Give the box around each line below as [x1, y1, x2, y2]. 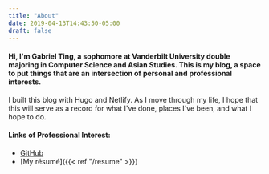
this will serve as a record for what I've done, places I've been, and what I [8, 103, 252, 113]
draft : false [8, 26, 52, 34]
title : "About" [8, 11, 59, 20]
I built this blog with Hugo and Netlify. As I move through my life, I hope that [8, 95, 259, 104]
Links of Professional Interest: [8, 130, 111, 140]
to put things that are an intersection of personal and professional [8, 68, 233, 78]
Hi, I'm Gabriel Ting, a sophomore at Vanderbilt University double [8, 51, 230, 61]
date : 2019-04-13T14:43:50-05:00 [8, 19, 120, 27]
